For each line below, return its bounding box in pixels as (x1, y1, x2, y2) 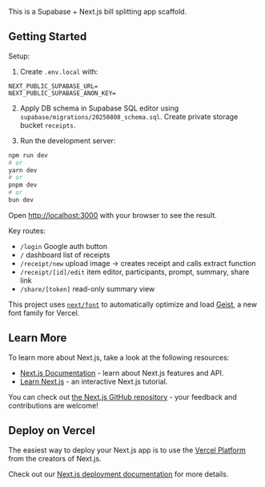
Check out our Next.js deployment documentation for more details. (8, 469, 229, 479)
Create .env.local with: (19, 66, 98, 76)
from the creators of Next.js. (8, 453, 102, 463)
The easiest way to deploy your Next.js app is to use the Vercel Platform (8, 445, 247, 455)
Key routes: (8, 226, 46, 235)
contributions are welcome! (8, 400, 98, 410)
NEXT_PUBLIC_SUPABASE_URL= (8, 82, 98, 91)
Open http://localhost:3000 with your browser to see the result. (8, 210, 218, 219)
